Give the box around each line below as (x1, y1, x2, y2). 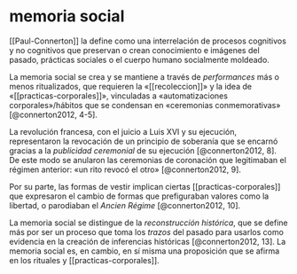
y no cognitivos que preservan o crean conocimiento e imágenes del (9, 44, 260, 55)
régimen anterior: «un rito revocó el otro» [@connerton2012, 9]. (9, 164, 242, 175)
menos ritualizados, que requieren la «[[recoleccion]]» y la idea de (9, 81, 253, 91)
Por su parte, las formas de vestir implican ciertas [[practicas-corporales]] (9, 181, 281, 192)
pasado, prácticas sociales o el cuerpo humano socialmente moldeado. (9, 54, 270, 65)
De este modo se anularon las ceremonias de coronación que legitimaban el (9, 154, 286, 165)
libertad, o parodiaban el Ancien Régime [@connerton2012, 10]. (9, 200, 241, 210)
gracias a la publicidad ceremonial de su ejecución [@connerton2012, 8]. (9, 145, 277, 156)
